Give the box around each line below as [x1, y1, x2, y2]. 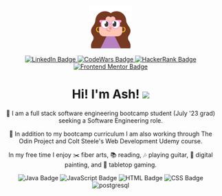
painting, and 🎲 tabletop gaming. [65, 160, 157, 169]
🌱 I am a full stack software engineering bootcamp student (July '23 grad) [5, 109, 216, 117]
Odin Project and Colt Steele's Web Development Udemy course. [19, 136, 203, 145]
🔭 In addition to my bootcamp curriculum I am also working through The [8, 130, 213, 138]
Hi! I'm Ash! [71, 86, 140, 102]
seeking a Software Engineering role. [58, 116, 164, 125]
